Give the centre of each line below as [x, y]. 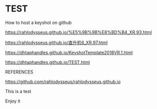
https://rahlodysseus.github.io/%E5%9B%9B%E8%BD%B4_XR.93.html [78, 32]
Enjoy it [13, 101]
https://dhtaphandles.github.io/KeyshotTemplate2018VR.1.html [69, 52]
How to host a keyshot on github [39, 22]
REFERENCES [19, 72]
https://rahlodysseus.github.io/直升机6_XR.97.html [57, 42]
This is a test [18, 91]
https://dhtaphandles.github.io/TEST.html [48, 62]
